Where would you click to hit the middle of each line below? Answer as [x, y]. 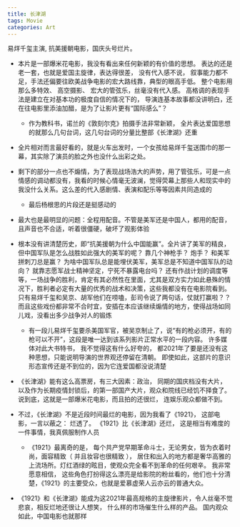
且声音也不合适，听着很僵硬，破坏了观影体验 [84, 229]
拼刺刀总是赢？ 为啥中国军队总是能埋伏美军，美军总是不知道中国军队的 [122, 262]
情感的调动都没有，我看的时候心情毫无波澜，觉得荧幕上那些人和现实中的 [124, 181]
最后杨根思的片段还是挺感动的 [72, 205]
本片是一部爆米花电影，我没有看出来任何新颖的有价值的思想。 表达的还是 [125, 64]
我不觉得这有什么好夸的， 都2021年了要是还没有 [151, 348]
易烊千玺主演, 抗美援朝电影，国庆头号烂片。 [72, 49]
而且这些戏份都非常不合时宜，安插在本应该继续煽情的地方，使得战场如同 [124, 306]
